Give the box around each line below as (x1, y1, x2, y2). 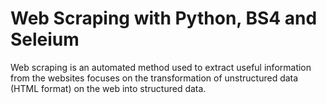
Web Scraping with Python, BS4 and (10, 7, 318, 30)
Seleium (10, 28, 80, 51)
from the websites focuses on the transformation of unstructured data (10, 72, 299, 84)
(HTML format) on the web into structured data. (10, 82, 207, 94)
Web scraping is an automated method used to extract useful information (10, 61, 312, 73)
